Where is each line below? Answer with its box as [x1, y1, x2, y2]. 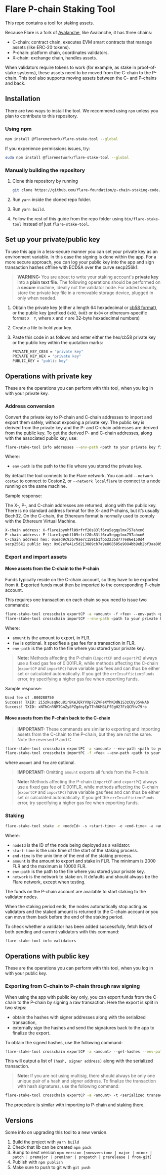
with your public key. [5, 971, 47, 976]
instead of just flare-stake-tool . [22, 221, 90, 227]
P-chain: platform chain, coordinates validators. [12, 50, 109, 55]
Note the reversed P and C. [17, 736, 73, 742]
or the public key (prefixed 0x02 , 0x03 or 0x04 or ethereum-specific [12, 309, 147, 315]
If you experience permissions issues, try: [5, 145, 90, 152]
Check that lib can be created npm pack [12, 1144, 92, 1150]
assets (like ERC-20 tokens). [12, 44, 70, 50]
